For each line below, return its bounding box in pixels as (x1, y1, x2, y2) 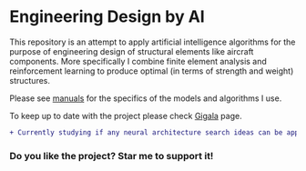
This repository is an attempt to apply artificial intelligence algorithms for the (9, 36, 296, 47)
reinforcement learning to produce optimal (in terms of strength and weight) (9, 65, 294, 76)
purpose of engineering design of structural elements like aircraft (9, 45, 254, 56)
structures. (9, 75, 50, 85)
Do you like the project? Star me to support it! (9, 149, 214, 162)
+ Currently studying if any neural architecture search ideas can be (9, 127, 283, 137)
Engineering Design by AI (9, 6, 205, 27)
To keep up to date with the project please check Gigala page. (9, 110, 243, 121)
